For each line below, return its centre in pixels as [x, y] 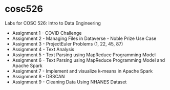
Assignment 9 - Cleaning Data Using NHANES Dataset [69, 82]
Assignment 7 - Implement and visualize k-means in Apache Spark [82, 71]
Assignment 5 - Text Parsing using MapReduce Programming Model [84, 55]
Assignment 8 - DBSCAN [38, 76]
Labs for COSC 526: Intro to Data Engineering [53, 23]
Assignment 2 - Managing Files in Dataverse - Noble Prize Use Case [84, 38]
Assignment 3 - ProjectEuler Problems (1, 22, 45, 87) [68, 43]
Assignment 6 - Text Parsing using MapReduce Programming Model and [89, 60]
